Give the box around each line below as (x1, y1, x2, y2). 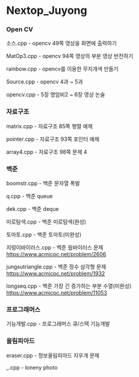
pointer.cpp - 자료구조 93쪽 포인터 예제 (6, 135, 100, 143)
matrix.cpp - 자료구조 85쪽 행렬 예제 (6, 122, 93, 130)
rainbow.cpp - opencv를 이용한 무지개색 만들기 (6, 65, 119, 72)
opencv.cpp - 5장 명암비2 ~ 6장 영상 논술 (6, 91, 105, 98)
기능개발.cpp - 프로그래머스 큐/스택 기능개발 (6, 320, 110, 327)
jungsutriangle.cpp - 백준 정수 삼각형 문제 (6, 263, 107, 271)
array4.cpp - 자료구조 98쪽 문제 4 (6, 148, 87, 155)
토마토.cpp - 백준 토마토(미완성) (6, 231, 82, 239)
